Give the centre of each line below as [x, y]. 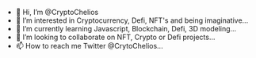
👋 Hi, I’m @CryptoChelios [57, 12]
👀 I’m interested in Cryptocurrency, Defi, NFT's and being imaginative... [132, 20]
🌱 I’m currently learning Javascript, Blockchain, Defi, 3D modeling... [126, 29]
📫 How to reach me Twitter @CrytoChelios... [90, 46]
